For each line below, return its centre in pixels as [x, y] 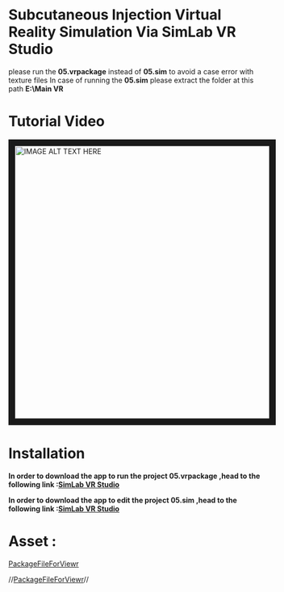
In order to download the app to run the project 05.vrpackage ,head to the [134, 476]
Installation [47, 453]
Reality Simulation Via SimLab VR [122, 32]
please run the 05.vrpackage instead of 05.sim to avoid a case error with [131, 71]
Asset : [32, 541]
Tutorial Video [56, 122]
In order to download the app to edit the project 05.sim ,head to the [123, 500]
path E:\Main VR [36, 88]
